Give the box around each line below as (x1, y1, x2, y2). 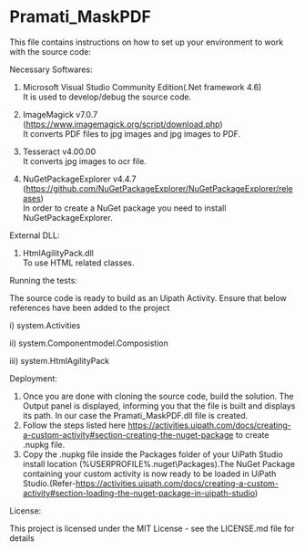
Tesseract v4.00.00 (22, 146, 97, 157)
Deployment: (9, 372, 57, 384)
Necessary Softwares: (9, 64, 93, 75)
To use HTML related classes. (22, 257, 135, 268)
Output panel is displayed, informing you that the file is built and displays (22, 400, 296, 411)
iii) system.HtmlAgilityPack (9, 355, 110, 366)
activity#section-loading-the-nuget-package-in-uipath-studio (22, 487, 256, 498)
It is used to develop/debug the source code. (22, 91, 192, 102)
